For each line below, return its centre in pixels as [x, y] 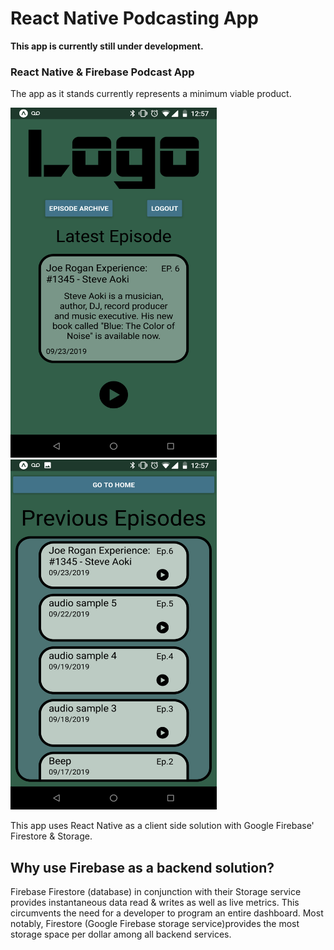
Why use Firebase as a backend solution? [142, 867]
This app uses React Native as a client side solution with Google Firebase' [162, 826]
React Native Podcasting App [134, 18]
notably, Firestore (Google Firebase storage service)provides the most [155, 924]
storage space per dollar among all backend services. [121, 934]
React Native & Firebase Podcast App [102, 72]
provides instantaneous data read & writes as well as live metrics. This [155, 903]
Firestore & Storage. [51, 836]
